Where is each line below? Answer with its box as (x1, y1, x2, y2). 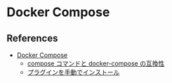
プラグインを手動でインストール (27, 68, 120, 76)
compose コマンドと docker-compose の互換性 (27, 59, 165, 68)
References (6, 32, 58, 44)
